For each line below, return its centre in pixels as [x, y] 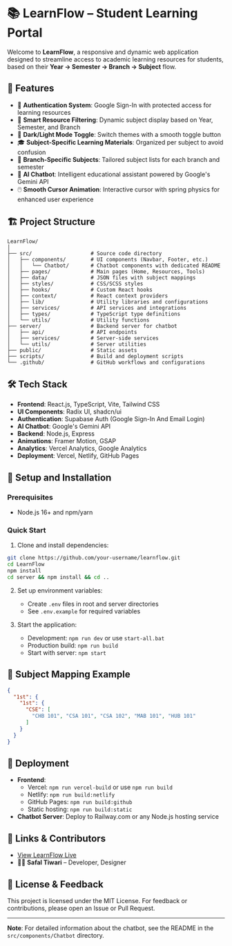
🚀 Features [31, 88]
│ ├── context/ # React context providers [88, 296]
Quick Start [27, 530]
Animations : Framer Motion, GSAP [67, 441]
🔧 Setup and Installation [59, 477]
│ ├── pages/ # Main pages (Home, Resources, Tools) [106, 271]
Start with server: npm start [67, 652]
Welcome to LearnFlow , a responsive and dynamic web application [103, 52]
